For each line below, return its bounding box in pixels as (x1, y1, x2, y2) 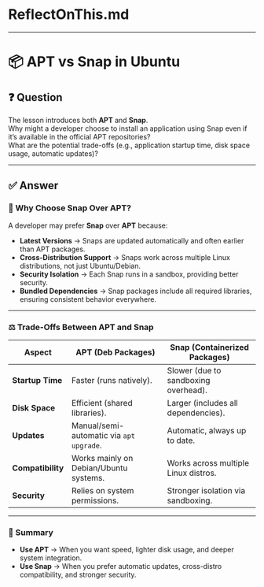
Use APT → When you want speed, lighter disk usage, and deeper (19, 545, 234, 555)
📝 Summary (8, 526, 53, 537)
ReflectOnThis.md (8, 6, 130, 24)
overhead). (167, 385, 208, 396)
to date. (167, 435, 196, 446)
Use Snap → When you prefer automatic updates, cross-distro (19, 562, 222, 571)
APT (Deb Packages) (75, 347, 156, 358)
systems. (71, 472, 104, 483)
